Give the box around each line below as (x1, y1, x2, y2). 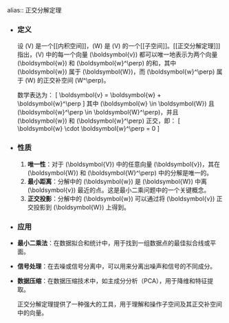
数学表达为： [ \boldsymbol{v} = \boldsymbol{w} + (17, 91, 162, 99)
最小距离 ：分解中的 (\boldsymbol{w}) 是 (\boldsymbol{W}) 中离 (27, 177, 208, 185)
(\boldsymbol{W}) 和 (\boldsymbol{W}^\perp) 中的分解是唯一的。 (27, 168, 213, 177)
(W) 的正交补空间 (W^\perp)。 (25, 76, 110, 85)
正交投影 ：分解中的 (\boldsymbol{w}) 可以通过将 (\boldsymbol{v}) (27, 194, 215, 202)
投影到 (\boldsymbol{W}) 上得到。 (33, 202, 131, 211)
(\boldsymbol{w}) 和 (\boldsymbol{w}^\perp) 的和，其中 (17, 59, 177, 67)
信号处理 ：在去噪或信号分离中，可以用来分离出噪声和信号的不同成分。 (17, 262, 217, 270)
